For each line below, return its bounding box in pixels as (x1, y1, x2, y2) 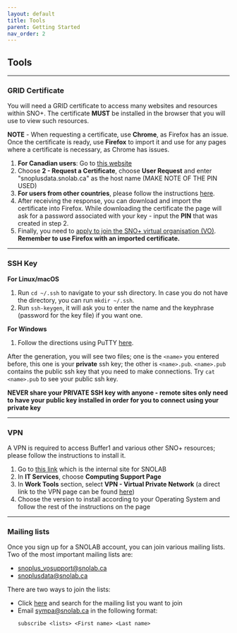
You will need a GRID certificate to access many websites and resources (7, 102, 218, 110)
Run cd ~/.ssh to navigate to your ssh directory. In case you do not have (17, 288, 229, 297)
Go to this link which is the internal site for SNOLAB (17, 465, 167, 473)
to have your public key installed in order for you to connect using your (7, 395, 219, 404)
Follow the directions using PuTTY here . (17, 338, 134, 347)
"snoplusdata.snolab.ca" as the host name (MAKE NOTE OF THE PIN (17, 174, 217, 182)
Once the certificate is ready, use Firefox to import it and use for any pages (7, 138, 227, 146)
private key (7, 403, 41, 412)
